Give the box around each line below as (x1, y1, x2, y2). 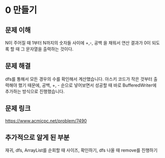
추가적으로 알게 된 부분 (5, 133, 70, 142)
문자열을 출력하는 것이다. (26, 46, 74, 52)
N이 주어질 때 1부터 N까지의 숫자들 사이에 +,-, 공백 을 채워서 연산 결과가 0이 (5, 40, 151, 46)
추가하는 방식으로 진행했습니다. (5, 88, 65, 94)
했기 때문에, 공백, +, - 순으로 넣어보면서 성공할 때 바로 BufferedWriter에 (18, 82, 157, 88)
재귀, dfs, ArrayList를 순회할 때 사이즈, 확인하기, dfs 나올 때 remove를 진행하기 (5, 147, 158, 154)
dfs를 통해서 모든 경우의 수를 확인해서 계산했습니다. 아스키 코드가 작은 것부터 (5, 76, 153, 82)
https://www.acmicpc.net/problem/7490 (5, 117, 87, 124)
